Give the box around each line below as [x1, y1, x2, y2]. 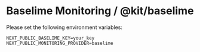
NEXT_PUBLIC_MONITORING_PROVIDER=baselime [6, 40, 113, 46]
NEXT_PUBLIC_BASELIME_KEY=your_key [6, 35, 95, 41]
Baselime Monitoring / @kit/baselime [6, 4, 194, 18]
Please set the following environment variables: [6, 24, 123, 31]
